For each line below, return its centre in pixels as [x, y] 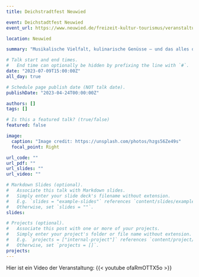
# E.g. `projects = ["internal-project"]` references [76, 240]
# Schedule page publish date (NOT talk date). [66, 87]
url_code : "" [22, 158]
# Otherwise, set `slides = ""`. [50, 207]
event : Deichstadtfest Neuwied [45, 22]
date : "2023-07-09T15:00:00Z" [44, 71]
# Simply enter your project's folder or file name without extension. [99, 234]
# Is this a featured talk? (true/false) [58, 120]
